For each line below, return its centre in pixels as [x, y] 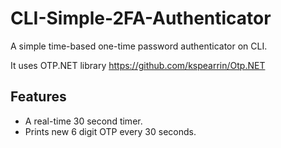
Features [38, 97]
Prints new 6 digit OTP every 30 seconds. [110, 131]
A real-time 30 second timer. [83, 121]
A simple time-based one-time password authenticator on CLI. [139, 46]
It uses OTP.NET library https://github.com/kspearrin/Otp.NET [138, 65]
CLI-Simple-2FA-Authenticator [141, 18]
